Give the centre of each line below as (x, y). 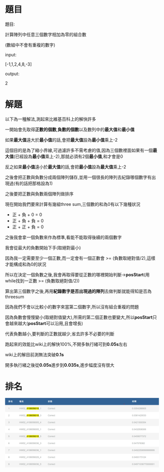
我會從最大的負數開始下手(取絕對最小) (43, 248)
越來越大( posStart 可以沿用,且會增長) (46, 323)
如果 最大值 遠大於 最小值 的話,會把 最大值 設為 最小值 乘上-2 (61, 140)
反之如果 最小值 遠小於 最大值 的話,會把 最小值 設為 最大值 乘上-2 (66, 167)
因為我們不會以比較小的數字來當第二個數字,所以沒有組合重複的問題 (72, 307)
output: (12, 74)
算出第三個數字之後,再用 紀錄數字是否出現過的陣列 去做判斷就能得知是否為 (79, 291)
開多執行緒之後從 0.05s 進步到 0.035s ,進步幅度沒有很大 (60, 365)
